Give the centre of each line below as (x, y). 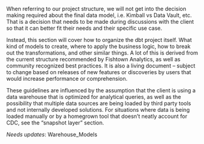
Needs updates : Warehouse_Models (52, 134)
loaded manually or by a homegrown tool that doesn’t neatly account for (97, 116)
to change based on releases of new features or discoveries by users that (99, 72)
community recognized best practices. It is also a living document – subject (101, 66)
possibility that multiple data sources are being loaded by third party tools (99, 103)
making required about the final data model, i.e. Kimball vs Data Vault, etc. (99, 15)
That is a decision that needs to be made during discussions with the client (100, 22)
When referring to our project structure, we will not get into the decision (97, 9)
